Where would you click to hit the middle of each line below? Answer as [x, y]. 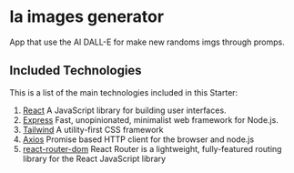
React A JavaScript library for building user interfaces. [124, 110]
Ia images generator [87, 17]
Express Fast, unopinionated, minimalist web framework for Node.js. [151, 119]
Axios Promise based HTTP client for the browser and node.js [138, 139]
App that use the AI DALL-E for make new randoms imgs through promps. [147, 42]
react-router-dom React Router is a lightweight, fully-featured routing [152, 148]
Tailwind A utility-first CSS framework [93, 129]
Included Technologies [76, 71]
